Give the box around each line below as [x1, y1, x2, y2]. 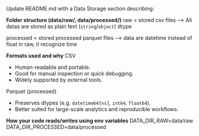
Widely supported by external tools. [14, 77, 103, 83]
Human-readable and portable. [14, 64, 91, 71]
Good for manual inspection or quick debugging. [14, 70, 134, 77]
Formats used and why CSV [6, 52, 76, 59]
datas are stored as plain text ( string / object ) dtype [6, 23, 132, 30]
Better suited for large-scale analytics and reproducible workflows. [14, 106, 179, 112]
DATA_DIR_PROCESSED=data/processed [6, 124, 106, 130]
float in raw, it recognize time [6, 41, 77, 48]
